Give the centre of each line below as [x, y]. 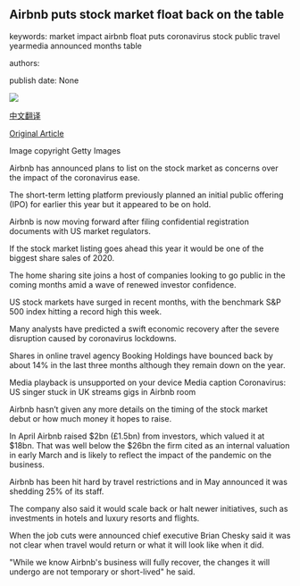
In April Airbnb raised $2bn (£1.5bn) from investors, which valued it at [137, 436]
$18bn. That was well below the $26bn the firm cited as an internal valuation [150, 445]
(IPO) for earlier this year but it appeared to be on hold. [110, 204]
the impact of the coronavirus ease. [75, 177]
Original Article [37, 133]
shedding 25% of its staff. [57, 491]
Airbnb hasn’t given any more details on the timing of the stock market [138, 409]
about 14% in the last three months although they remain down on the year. [147, 364]
